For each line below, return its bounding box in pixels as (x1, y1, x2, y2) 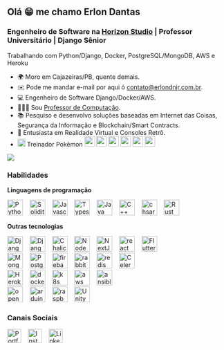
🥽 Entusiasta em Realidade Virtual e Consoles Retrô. (17, 128, 166, 136)
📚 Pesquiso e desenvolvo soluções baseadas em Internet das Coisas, (17, 111, 218, 119)
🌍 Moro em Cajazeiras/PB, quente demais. (17, 73, 140, 81)
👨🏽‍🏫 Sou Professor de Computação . (17, 103, 121, 111)
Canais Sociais (7, 313, 58, 322)
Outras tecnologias (7, 222, 64, 230)
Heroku (7, 59, 28, 67)
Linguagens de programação (7, 185, 92, 194)
